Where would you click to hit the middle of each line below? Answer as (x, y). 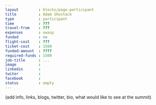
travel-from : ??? (27, 28)
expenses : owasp (30, 33)
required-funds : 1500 (28, 55)
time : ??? (27, 23)
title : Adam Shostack (38, 14)
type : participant (36, 19)
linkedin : (23, 70)
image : (23, 65)
